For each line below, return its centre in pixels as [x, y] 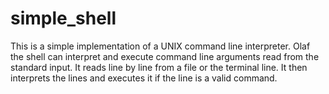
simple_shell [63, 18]
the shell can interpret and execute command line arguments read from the [165, 56]
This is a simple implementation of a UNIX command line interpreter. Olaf [160, 46]
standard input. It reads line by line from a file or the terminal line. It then [159, 67]
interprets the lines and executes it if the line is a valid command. [144, 78]
